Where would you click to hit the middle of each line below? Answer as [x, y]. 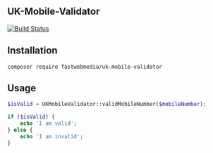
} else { [20, 130]
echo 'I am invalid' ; [51, 136]
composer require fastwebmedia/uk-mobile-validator [85, 67]
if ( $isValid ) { [31, 117]
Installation [32, 51]
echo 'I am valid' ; [49, 124]
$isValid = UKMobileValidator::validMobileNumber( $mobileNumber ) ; [107, 105]
